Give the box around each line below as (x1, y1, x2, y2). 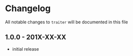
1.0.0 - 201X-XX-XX (5, 33, 66, 41)
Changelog (5, 3, 51, 14)
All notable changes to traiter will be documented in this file (5, 19, 128, 25)
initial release (12, 46, 39, 52)
